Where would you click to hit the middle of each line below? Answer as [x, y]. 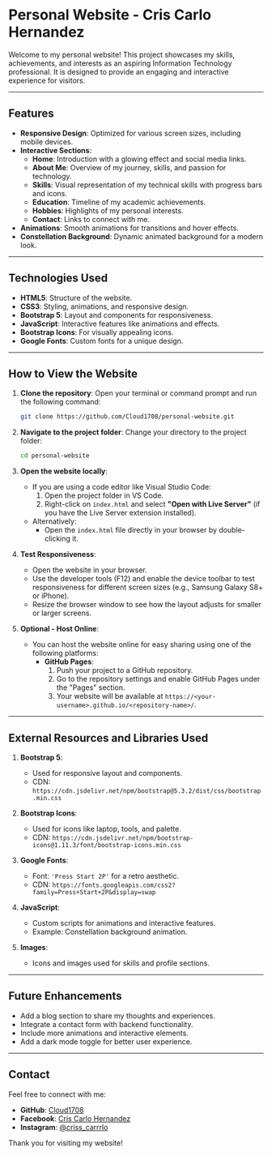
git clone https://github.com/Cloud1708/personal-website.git [127, 417]
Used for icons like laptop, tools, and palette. [107, 828]
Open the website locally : [64, 471]
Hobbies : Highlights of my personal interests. [108, 210]
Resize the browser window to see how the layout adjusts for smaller [147, 605]
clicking [57, 539]
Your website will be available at [110, 696]
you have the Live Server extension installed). [120, 513]
